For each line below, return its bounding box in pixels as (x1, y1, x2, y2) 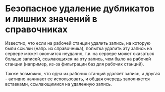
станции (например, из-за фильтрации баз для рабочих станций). (5, 61, 145, 67)
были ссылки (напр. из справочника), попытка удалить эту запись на (5, 45, 152, 51)
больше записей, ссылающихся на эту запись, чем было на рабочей (5, 56, 151, 61)
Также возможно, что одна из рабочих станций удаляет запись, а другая (5, 70, 160, 76)
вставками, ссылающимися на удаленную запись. (5, 81, 112, 87)
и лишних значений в (5, 13, 98, 25)
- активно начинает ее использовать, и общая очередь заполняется (5, 76, 150, 82)
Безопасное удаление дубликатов (5, 3, 155, 14)
